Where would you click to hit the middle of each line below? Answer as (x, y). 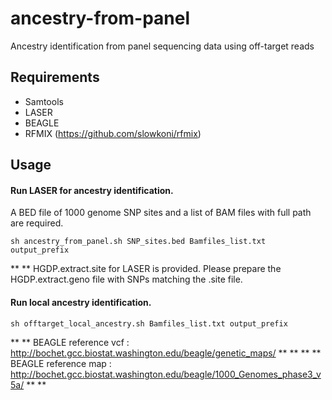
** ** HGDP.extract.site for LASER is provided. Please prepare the (146, 269)
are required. (37, 223)
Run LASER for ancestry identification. (92, 190)
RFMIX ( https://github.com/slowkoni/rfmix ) (113, 133)
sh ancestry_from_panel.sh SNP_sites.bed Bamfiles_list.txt (138, 242)
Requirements (55, 77)
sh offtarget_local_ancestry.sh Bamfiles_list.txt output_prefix (149, 323)
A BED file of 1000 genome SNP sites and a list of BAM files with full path (161, 213)
